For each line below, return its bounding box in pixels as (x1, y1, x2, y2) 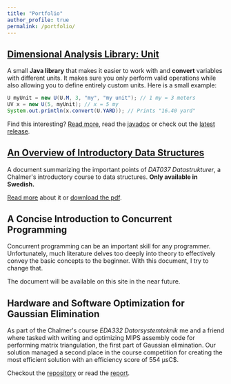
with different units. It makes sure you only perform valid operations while (7, 74, 217, 83)
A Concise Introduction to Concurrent (7, 213, 172, 225)
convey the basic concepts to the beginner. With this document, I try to (7, 257, 209, 265)
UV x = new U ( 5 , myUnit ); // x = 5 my (7, 101, 119, 108)
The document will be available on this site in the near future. (7, 277, 181, 286)
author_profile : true (7, 17, 70, 23)
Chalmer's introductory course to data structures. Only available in (7, 173, 198, 181)
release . (7, 127, 30, 135)
